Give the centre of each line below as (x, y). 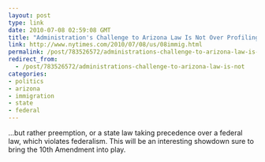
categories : (28, 74)
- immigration (32, 96)
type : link (26, 23)
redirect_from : (33, 60)
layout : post (30, 15)
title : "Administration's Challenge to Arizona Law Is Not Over (116, 37)
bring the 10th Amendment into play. (67, 149)
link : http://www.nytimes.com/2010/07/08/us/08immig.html (105, 45)
